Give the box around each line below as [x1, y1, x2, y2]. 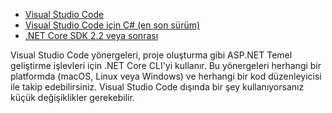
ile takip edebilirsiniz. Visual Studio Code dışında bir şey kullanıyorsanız [10, 81, 305, 93]
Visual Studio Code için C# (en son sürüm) [24, 19, 201, 31]
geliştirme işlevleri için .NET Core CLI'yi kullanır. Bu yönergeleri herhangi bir [10, 60, 322, 71]
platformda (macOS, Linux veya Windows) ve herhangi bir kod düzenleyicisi [10, 70, 322, 82]
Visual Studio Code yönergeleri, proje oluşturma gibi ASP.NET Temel [10, 49, 293, 61]
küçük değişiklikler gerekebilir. [10, 92, 135, 103]
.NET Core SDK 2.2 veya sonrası [24, 30, 159, 41]
